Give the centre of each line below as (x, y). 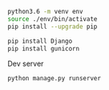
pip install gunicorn (44, 48)
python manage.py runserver (54, 79)
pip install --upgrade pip (52, 27)
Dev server (26, 63)
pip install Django (40, 41)
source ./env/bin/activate (52, 19)
